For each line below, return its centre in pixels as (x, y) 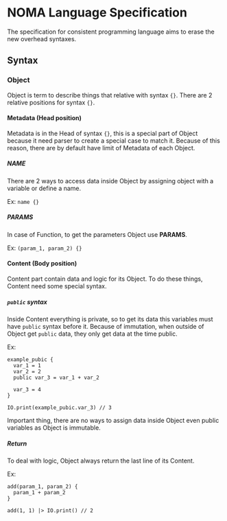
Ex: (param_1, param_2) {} (45, 248)
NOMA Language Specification (97, 13)
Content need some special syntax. (57, 286)
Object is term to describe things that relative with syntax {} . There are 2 (110, 95)
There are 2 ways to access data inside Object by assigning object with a (110, 181)
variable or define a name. (44, 188)
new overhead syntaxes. (42, 38)
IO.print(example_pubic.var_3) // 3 (59, 407)
